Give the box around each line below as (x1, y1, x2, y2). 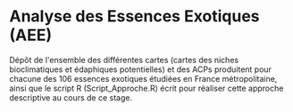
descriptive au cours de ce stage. (9, 92, 132, 103)
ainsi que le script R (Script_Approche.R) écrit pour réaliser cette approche (9, 83, 284, 93)
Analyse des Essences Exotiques (9, 6, 261, 27)
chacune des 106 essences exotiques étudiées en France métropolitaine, (9, 73, 278, 84)
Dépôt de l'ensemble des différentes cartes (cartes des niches (9, 54, 239, 65)
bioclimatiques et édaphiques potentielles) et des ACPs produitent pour (9, 64, 272, 75)
